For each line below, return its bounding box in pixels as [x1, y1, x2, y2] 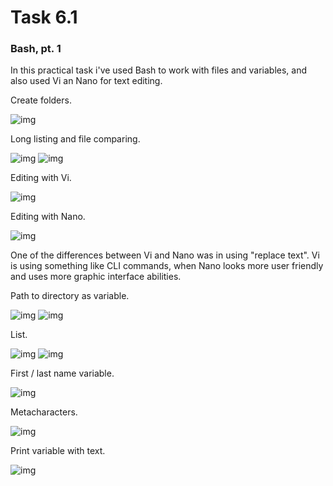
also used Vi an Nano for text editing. [10, 75, 163, 87]
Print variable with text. [10, 445, 106, 457]
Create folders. [10, 94, 72, 106]
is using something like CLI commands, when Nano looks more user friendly [10, 260, 324, 272]
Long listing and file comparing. [10, 133, 141, 145]
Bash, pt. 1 [10, 42, 62, 56]
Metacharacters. [10, 406, 78, 418]
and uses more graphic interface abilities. [10, 271, 182, 283]
